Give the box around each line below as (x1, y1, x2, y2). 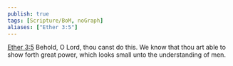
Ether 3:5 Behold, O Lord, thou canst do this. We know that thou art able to (7, 43, 227, 52)
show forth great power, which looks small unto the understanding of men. (7, 50, 227, 59)
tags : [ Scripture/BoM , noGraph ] (7, 17, 103, 24)
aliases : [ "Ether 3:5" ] (7, 23, 78, 31)
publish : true (7, 10, 50, 18)
